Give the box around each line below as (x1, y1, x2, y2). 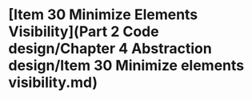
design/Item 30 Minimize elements (8, 57, 245, 75)
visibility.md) (8, 73, 98, 92)
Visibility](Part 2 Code (8, 22, 159, 41)
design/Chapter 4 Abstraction (8, 40, 212, 57)
